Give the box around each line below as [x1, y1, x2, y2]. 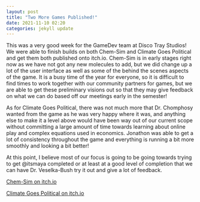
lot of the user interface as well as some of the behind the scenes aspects [6, 67, 189, 75]
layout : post [6, 8, 39, 15]
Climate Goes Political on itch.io [6, 189, 84, 197]
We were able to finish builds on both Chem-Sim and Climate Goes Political [6, 48, 192, 56]
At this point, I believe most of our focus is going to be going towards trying [6, 154, 192, 161]
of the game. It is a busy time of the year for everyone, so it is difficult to [6, 74, 184, 81]
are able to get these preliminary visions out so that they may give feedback [6, 86, 193, 93]
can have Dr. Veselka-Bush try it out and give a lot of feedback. [6, 167, 163, 174]
